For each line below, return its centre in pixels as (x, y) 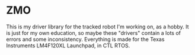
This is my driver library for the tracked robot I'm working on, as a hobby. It (97, 27)
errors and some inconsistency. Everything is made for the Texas (85, 39)
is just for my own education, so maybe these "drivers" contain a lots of (93, 33)
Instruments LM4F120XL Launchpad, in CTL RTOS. (68, 46)
